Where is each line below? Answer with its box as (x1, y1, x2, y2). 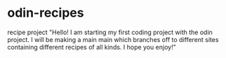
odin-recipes (7, 5, 84, 21)
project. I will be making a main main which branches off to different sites (7, 35, 219, 43)
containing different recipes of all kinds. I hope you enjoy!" (7, 43, 177, 51)
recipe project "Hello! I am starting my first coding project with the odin (7, 28, 213, 36)
